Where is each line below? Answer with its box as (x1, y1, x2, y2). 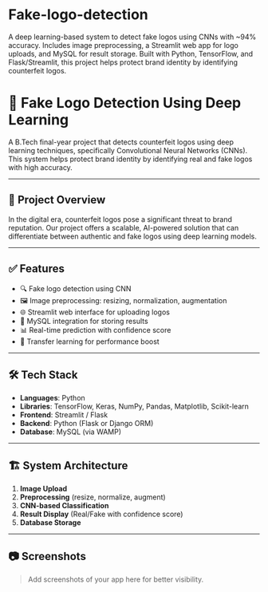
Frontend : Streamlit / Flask (19, 410, 108, 420)
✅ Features (8, 262, 65, 276)
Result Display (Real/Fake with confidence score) (19, 509, 183, 519)
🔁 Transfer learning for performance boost (19, 337, 160, 346)
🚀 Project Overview (8, 193, 106, 207)
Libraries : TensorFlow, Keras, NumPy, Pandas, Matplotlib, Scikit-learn (19, 401, 250, 412)
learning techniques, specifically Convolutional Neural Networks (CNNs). (8, 145, 248, 155)
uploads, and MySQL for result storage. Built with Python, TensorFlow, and (8, 49, 254, 58)
